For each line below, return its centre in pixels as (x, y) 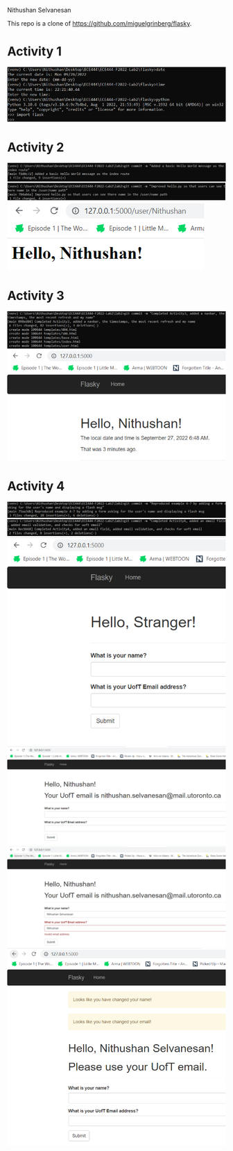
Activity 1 (35, 52)
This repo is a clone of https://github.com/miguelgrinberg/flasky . (100, 23)
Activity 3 (36, 295)
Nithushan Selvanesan (39, 10)
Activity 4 (36, 486)
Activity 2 (36, 147)
